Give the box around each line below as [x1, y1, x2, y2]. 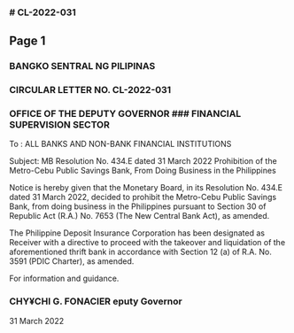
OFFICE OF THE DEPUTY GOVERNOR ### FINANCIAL [9, 108, 242, 120]
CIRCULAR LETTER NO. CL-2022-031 [9, 84, 172, 97]
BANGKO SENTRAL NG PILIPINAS [9, 60, 156, 73]
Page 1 [9, 34, 46, 49]
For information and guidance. [9, 273, 120, 284]
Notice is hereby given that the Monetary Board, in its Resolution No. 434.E [9, 182, 283, 193]
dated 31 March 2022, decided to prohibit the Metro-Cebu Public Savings [9, 192, 277, 203]
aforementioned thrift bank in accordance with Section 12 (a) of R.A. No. [9, 246, 272, 258]
